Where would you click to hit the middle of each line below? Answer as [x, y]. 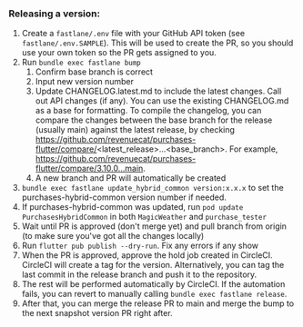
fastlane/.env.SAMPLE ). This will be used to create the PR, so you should [157, 43]
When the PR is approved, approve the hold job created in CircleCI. [147, 255]
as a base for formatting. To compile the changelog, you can [148, 111]
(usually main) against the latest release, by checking [135, 130]
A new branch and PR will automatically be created [131, 178]
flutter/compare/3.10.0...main [89, 168]
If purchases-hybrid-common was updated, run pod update [132, 207]
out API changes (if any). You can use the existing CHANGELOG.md [162, 101]
